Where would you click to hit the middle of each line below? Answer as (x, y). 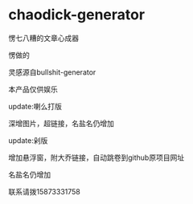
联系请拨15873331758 (44, 191)
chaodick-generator (77, 15)
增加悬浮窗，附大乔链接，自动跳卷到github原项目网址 (96, 157)
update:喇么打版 (35, 106)
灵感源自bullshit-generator (52, 72)
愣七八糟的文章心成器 (43, 38)
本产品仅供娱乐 (33, 89)
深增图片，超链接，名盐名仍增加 (61, 123)
